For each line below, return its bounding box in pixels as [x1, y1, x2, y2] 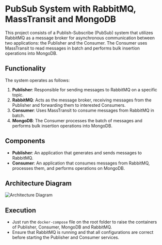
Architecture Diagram [5, 179, 72, 187]
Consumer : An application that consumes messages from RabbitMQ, [12, 160, 150, 166]
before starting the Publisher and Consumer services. [12, 234, 120, 241]
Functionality [5, 65, 46, 73]
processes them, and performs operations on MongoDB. [12, 165, 125, 171]
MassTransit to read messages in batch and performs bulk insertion [5, 45, 140, 51]
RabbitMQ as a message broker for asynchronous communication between [5, 35, 155, 41]
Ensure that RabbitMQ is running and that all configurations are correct [12, 229, 154, 235]
